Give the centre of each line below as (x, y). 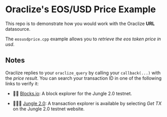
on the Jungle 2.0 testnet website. (49, 109)
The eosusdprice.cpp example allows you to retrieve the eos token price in (83, 39)
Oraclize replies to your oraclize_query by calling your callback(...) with (83, 73)
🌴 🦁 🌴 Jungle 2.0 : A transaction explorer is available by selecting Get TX (87, 103)
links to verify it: (22, 83)
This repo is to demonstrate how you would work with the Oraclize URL (80, 24)
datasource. (18, 29)
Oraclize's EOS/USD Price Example (81, 9)
